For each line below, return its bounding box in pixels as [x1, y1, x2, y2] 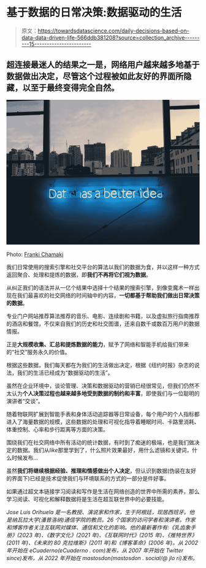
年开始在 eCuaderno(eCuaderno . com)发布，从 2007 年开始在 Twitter [6, 547, 184, 554]
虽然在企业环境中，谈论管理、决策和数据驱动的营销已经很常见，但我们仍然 [6, 382, 194, 389]
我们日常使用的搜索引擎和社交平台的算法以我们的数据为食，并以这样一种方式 [6, 263, 200, 270]
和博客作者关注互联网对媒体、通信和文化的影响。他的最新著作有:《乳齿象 [6, 523, 191, 531]
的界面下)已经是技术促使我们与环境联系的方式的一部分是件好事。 [6, 474, 170, 482]
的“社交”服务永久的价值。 [6, 348, 71, 355]
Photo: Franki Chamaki [6, 251, 64, 258]
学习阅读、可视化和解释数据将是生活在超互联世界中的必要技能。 [6, 495, 167, 502]
